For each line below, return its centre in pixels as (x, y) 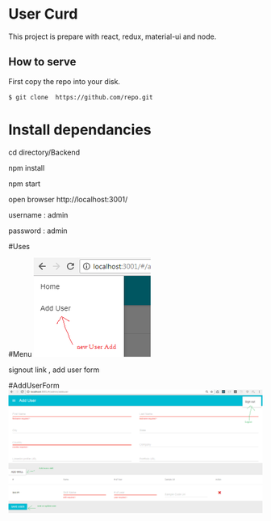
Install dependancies (80, 129)
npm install (27, 167)
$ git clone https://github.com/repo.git (81, 97)
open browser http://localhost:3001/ (68, 199)
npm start (25, 184)
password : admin (38, 231)
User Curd (43, 14)
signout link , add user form (54, 370)
